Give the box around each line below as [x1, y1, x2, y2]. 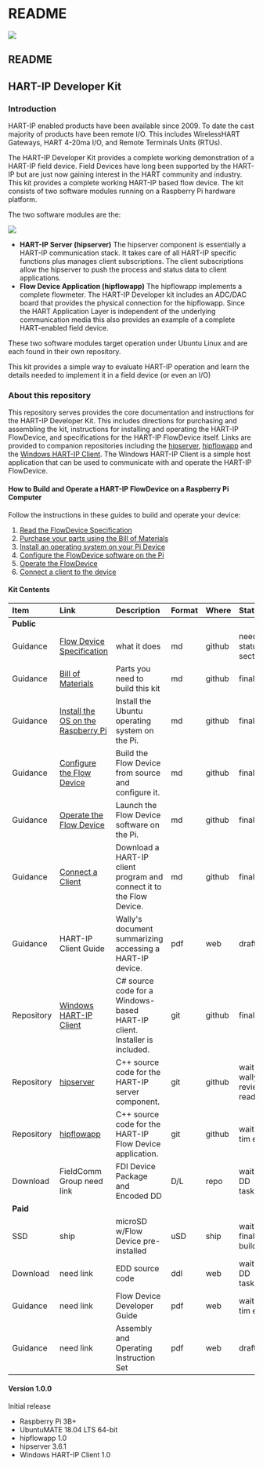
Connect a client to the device [19, 567, 117, 576]
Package [115, 1171, 148, 1182]
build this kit [115, 682, 160, 693]
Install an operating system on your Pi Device [19, 542, 166, 551]
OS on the [59, 715, 96, 726]
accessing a [115, 943, 160, 954]
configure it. [115, 787, 160, 798]
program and [115, 871, 164, 882]
